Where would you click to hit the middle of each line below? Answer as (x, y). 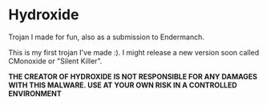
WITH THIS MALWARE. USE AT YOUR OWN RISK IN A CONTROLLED (123, 85)
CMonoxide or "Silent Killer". (55, 61)
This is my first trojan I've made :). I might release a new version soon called (134, 52)
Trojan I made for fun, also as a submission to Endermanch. (106, 37)
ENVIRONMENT (35, 93)
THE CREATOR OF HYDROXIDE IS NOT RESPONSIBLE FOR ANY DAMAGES (133, 76)
